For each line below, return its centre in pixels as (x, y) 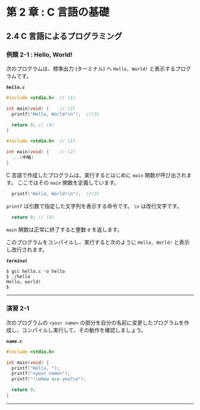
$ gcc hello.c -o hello (36, 271)
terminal (17, 261)
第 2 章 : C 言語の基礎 (58, 12)
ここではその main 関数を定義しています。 (68, 182)
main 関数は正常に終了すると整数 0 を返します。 (65, 229)
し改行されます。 (27, 249)
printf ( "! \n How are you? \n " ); (49, 379)
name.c (14, 341)
